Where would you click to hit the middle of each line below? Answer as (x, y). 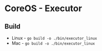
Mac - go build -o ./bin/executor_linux (53, 43)
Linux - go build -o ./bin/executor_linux (54, 38)
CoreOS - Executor (43, 8)
